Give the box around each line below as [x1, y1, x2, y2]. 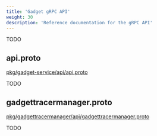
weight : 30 [6, 14, 33, 20]
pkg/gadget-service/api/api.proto [6, 69, 88, 76]
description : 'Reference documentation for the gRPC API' [6, 20, 153, 25]
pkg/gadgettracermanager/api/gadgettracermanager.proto [6, 113, 150, 120]
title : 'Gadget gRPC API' [6, 8, 70, 15]
